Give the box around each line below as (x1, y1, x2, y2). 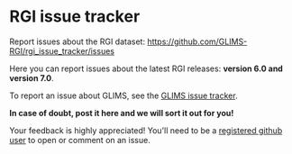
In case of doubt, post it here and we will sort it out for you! (9, 107, 234, 118)
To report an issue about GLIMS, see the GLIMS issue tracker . (9, 90, 238, 101)
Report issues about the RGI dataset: (9, 36, 146, 47)
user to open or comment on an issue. (9, 134, 151, 145)
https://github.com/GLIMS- (147, 36, 248, 47)
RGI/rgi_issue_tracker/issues (9, 45, 115, 56)
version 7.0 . (9, 72, 54, 83)
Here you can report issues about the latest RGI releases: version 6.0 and (9, 63, 284, 74)
